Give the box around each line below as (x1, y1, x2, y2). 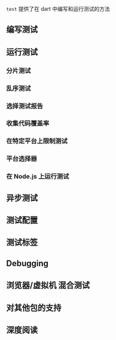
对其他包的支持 (6, 303, 62, 313)
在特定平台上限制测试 (6, 137, 68, 146)
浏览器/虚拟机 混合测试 (6, 280, 90, 291)
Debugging (6, 258, 49, 268)
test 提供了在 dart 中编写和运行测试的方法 (6, 5, 110, 12)
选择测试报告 (6, 102, 44, 110)
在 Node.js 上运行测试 (6, 172, 69, 181)
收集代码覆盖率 (6, 119, 50, 128)
